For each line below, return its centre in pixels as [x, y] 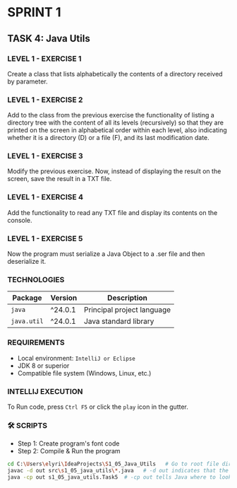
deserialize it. [27, 262]
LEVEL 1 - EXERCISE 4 [45, 197]
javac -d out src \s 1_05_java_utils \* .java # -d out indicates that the [118, 471]
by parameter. [28, 81]
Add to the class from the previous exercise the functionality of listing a [111, 115]
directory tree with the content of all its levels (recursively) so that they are [116, 123]
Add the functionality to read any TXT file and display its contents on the [113, 212]
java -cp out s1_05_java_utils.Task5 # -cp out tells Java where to [112, 477]
